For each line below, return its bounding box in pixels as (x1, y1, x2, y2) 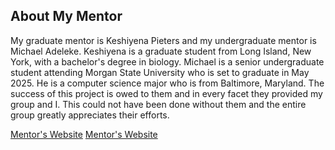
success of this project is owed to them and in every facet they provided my (10, 87, 323, 99)
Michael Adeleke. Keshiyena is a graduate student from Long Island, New (10, 45, 312, 57)
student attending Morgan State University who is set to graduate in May (10, 66, 310, 78)
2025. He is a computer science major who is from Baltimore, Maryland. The (10, 77, 325, 89)
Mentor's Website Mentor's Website (10, 128, 158, 140)
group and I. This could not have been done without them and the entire (10, 98, 307, 110)
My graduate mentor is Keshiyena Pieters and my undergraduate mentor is (10, 34, 317, 46)
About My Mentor (10, 8, 123, 25)
